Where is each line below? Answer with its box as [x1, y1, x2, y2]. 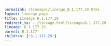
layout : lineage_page [4, 11, 48, 16]
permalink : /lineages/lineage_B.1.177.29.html [4, 7, 100, 12]
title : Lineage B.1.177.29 [4, 16, 59, 21]
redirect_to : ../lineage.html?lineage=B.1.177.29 [4, 20, 107, 25]
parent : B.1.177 [4, 29, 37, 34]
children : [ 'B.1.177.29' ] [4, 34, 56, 39]
